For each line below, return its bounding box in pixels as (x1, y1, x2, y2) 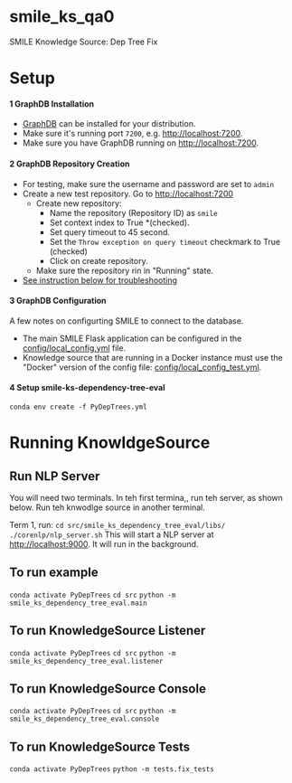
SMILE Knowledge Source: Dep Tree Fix (9, 36, 158, 47)
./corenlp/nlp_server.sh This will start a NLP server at (9, 529, 214, 540)
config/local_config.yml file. (22, 342, 127, 354)
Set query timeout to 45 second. (49, 226, 170, 237)
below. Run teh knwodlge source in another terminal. (9, 502, 206, 513)
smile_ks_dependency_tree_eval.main (9, 599, 147, 608)
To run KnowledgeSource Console (9, 681, 206, 696)
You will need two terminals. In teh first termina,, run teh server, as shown (9, 492, 283, 503)
